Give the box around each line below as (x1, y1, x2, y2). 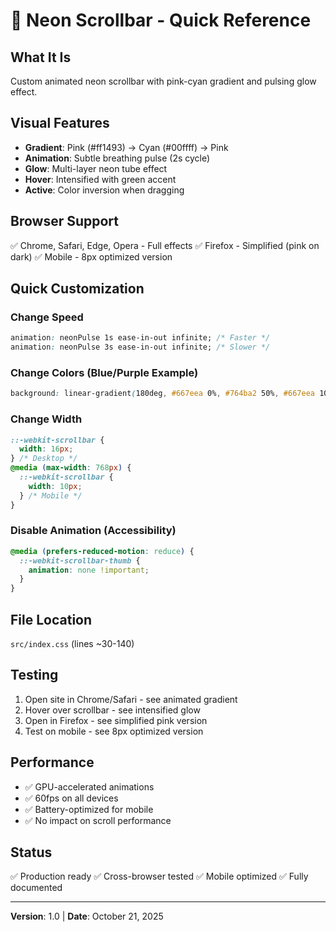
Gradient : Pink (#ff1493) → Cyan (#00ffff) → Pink (24, 141, 229, 153)
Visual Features (10, 115, 110, 132)
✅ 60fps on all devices (24, 792, 119, 804)
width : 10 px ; (28, 481, 83, 491)
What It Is (10, 49, 72, 66)
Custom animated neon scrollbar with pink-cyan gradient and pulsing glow (10, 75, 317, 87)
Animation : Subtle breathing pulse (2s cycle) (24, 152, 211, 164)
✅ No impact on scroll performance (24, 814, 172, 826)
